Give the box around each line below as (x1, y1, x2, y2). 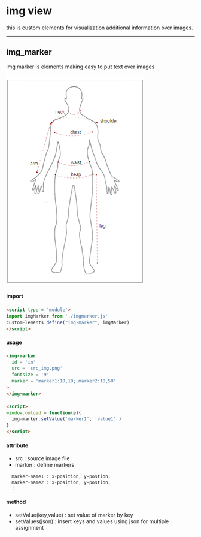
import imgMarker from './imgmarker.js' (6, 313, 109, 319)
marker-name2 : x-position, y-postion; (11, 479, 111, 486)
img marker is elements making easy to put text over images (6, 63, 155, 70)
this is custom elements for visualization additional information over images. (6, 24, 193, 31)
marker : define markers (14, 461, 75, 469)
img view (6, 4, 52, 18)
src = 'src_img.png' (11, 366, 63, 372)
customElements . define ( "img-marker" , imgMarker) (6, 319, 130, 325)
